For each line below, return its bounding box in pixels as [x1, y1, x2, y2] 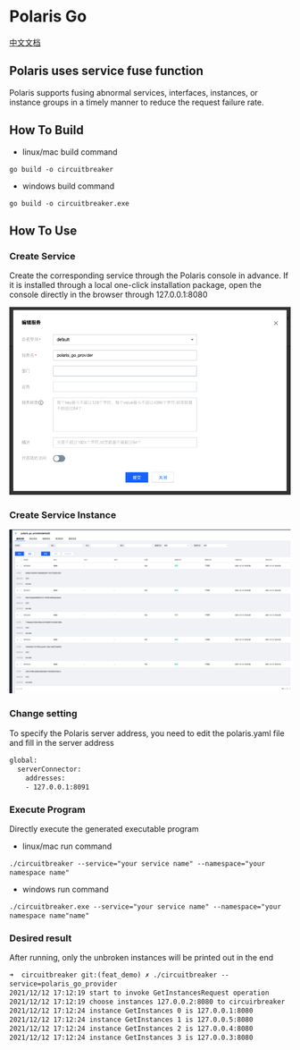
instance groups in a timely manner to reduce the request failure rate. [9, 97, 265, 107]
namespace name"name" [9, 911, 90, 920]
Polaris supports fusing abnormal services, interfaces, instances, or [9, 87, 259, 97]
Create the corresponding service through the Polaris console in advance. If [9, 270, 288, 281]
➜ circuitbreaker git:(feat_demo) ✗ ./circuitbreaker [9, 970, 218, 980]
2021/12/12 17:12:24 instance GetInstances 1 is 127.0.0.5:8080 [9, 1015, 254, 1025]
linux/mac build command [21, 146, 118, 157]
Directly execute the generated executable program [9, 824, 199, 834]
